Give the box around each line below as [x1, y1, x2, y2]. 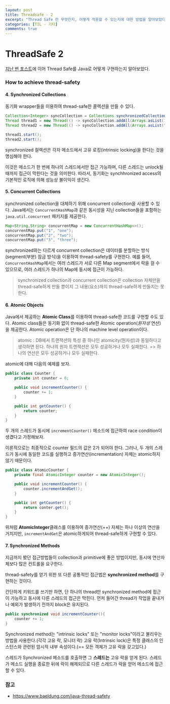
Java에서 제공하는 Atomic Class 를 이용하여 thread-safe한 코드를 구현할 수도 [5, 314, 158, 320]
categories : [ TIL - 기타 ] [5, 21, 58, 27]
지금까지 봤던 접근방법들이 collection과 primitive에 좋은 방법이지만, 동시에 [5, 554, 152, 561]
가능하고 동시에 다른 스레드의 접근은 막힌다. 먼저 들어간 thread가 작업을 [10, 595, 151, 601]
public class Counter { [5, 371, 56, 376]
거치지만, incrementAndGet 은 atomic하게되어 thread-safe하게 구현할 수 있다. [5, 531, 157, 537]
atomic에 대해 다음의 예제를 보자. [5, 361, 71, 367]
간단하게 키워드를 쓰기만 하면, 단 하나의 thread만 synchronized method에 [5, 589, 152, 595]
